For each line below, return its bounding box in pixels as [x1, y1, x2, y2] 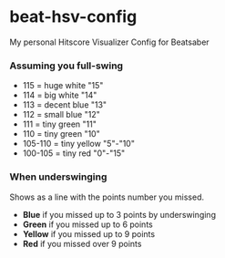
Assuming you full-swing [9, 59, 124, 72]
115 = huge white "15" [22, 80, 104, 91]
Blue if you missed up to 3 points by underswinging [22, 209, 217, 220]
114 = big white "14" [22, 89, 97, 101]
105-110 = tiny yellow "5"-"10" [22, 139, 135, 150]
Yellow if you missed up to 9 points [22, 228, 156, 239]
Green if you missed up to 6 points [22, 219, 153, 230]
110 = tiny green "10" [22, 129, 100, 139]
